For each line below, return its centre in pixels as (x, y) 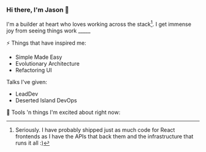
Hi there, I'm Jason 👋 (38, 10)
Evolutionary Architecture (47, 63)
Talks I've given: (27, 82)
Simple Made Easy (39, 57)
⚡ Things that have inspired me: (46, 43)
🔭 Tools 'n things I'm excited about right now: (63, 112)
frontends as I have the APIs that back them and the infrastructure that (104, 136)
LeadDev (27, 94)
